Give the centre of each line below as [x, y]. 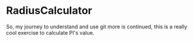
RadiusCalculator [49, 11]
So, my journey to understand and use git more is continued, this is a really [97, 27]
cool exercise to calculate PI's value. [50, 32]
